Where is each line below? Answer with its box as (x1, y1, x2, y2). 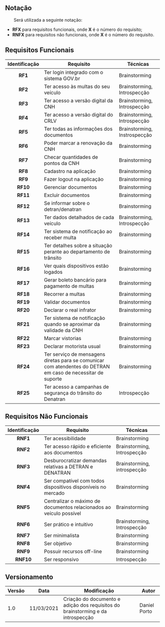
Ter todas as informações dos (44, 125, 113, 132)
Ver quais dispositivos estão (44, 262, 109, 269)
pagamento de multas (44, 283, 94, 289)
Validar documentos (44, 298, 90, 305)
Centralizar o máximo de (44, 498, 101, 505)
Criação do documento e (63, 596, 121, 602)
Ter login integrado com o (44, 69, 104, 76)
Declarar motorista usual (44, 342, 101, 349)
